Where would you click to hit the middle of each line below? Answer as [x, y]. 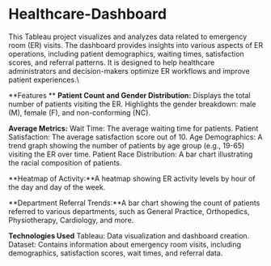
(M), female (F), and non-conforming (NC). [80, 112]
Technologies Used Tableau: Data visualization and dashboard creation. [129, 235]
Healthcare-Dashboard [88, 14]
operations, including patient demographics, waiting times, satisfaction [126, 54]
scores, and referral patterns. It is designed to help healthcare [112, 62]
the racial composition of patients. [65, 162]
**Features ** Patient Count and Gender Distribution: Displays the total [129, 95]
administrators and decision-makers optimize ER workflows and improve [129, 71]
